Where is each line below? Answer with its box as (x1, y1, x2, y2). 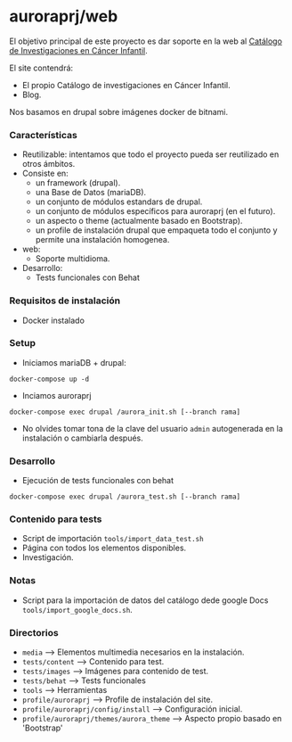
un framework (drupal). (35, 177, 121, 188)
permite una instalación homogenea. (35, 235, 170, 245)
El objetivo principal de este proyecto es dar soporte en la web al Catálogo (9, 36, 283, 46)
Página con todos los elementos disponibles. (21, 542, 187, 554)
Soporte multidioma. (35, 253, 110, 264)
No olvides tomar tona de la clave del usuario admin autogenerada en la (21, 423, 283, 433)
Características (9, 128, 77, 141)
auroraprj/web (9, 6, 118, 27)
